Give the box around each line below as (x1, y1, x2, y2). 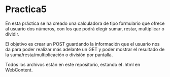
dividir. (5, 31, 19, 37)
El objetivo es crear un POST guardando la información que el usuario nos (5, 41, 160, 47)
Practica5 (5, 4, 47, 15)
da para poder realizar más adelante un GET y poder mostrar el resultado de (5, 46, 165, 52)
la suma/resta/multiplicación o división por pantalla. (5, 52, 113, 58)
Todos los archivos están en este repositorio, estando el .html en (5, 61, 141, 67)
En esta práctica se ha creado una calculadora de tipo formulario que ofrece (5, 20, 165, 26)
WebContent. (5, 67, 33, 73)
